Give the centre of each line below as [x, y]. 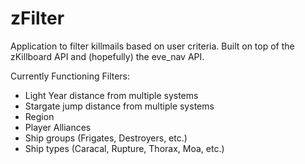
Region [39, 116]
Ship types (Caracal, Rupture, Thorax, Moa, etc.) [124, 148]
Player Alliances [58, 127]
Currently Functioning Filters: [70, 76]
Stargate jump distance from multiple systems [119, 106]
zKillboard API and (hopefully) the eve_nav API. [107, 56]
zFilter [37, 18]
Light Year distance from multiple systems [111, 95]
